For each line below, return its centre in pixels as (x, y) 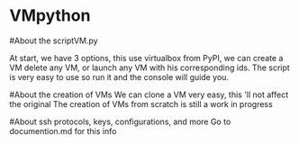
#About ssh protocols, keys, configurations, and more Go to (120, 121)
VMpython (50, 16)
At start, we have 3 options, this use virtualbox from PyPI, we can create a (146, 58)
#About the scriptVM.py (54, 40)
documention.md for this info (63, 130)
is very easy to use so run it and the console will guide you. (119, 76)
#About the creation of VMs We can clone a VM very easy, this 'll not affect (149, 94)
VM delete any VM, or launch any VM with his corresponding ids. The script (149, 67)
